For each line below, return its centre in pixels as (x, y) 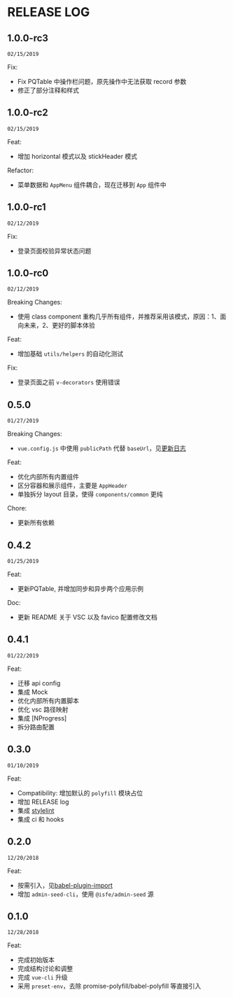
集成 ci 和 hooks (41, 819)
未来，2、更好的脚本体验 (59, 326)
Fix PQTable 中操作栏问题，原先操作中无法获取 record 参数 (102, 82)
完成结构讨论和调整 (45, 969)
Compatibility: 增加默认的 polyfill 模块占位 (80, 793)
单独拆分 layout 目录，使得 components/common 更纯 (90, 494)
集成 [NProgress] (42, 718)
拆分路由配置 (36, 727)
